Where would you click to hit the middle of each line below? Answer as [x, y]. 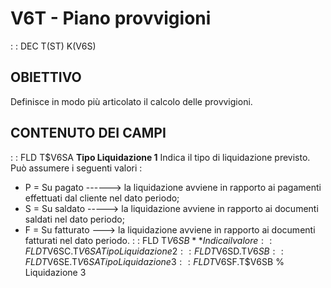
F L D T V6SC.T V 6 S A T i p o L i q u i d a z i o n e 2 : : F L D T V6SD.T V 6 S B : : [154, 251]
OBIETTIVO [46, 77]
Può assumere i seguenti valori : [76, 168]
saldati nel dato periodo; [74, 219]
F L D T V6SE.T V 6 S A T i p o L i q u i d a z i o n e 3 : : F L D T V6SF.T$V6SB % [154, 261]
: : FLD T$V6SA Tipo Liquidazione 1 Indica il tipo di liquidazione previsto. [160, 157]
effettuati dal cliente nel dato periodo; [102, 198]
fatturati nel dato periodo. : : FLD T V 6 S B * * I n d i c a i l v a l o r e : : [148, 240]
